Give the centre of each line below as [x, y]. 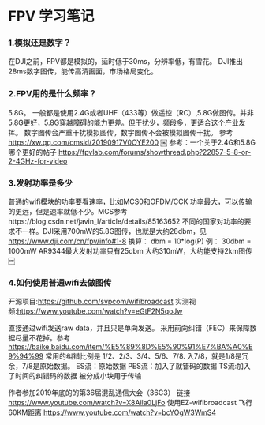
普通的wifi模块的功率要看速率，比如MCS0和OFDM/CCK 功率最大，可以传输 [130, 201]
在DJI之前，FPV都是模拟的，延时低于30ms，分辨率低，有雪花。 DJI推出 [125, 62]
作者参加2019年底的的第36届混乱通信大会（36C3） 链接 [99, 393]
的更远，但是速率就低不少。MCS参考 [68, 212]
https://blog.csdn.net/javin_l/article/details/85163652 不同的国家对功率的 [126, 221]
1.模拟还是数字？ [40, 43]
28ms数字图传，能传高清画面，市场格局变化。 [83, 71]
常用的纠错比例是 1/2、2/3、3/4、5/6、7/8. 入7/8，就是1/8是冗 [147, 356]
